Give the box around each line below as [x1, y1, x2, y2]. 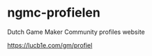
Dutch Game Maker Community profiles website [7, 28, 145, 36]
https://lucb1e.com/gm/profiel [7, 41, 93, 49]
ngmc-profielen [7, 5, 101, 21]
